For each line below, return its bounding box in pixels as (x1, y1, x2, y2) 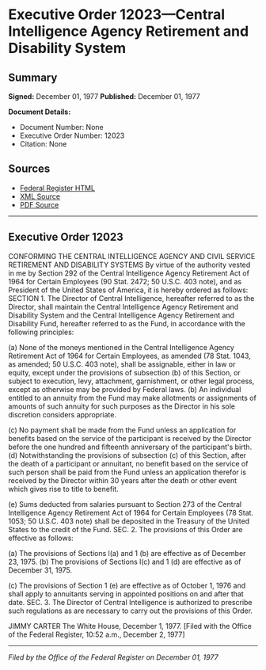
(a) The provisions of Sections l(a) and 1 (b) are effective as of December (8, 548, 246, 558)
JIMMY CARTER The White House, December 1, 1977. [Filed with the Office (8, 621, 252, 630)
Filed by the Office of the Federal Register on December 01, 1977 (8, 652, 219, 662)
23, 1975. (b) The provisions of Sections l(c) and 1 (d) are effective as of (8, 557, 241, 566)
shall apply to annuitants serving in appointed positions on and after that (8, 588, 244, 599)
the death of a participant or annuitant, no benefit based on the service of (8, 459, 249, 468)
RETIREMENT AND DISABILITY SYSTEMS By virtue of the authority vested (8, 260, 251, 269)
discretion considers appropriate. (8, 409, 117, 419)
